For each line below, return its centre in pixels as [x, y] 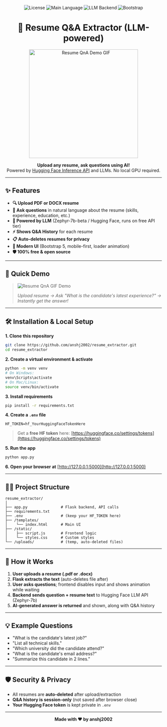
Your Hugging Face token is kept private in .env [61, 705]
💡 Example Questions [39, 626]
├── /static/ [19, 529]
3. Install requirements [29, 396]
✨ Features [23, 191]
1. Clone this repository [30, 336]
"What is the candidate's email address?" [54, 653]
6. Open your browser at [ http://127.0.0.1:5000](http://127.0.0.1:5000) [76, 467]
